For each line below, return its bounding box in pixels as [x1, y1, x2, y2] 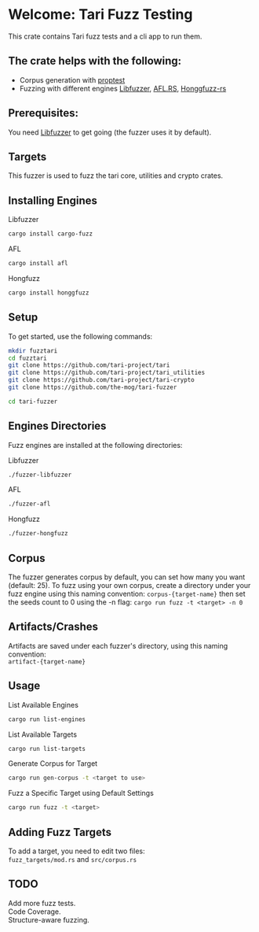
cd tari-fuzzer [8, 398, 58, 405]
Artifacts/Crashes [8, 620, 99, 634]
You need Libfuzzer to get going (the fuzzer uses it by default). [8, 128, 212, 137]
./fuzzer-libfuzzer [8, 471, 72, 479]
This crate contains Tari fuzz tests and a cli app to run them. [8, 31, 202, 41]
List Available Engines [8, 700, 78, 709]
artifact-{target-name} [8, 657, 86, 666]
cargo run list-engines [8, 715, 86, 723]
